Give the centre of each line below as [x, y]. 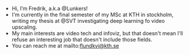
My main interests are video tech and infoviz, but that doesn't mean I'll [97, 33]
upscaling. [24, 27]
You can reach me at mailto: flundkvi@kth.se [65, 46]
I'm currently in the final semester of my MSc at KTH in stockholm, [92, 15]
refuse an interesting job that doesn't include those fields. [82, 39]
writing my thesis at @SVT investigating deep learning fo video [88, 21]
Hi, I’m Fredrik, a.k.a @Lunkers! [50, 8]
